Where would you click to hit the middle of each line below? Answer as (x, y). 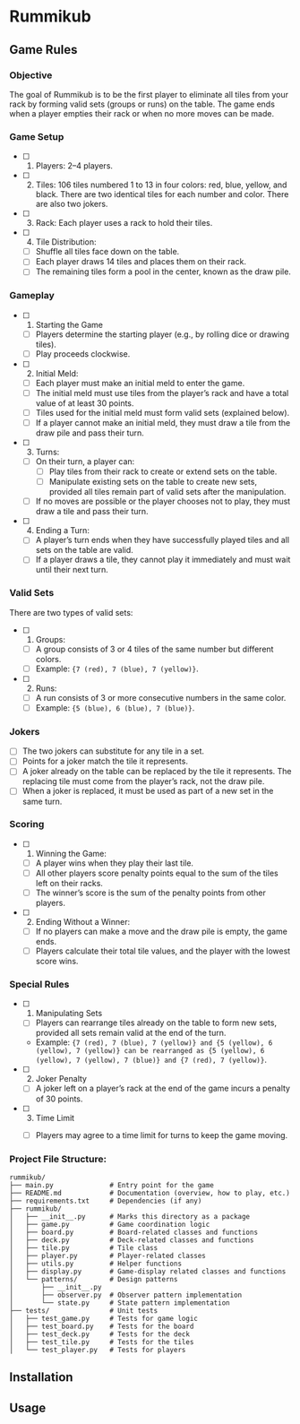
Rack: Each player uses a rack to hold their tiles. (124, 223)
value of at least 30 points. (85, 403)
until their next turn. (72, 570)
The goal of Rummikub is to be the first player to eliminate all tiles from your (149, 94)
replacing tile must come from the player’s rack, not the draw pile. (143, 781)
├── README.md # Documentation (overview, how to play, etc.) (150, 1193)
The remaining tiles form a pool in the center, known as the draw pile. (163, 272)
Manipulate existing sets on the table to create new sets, (153, 482)
